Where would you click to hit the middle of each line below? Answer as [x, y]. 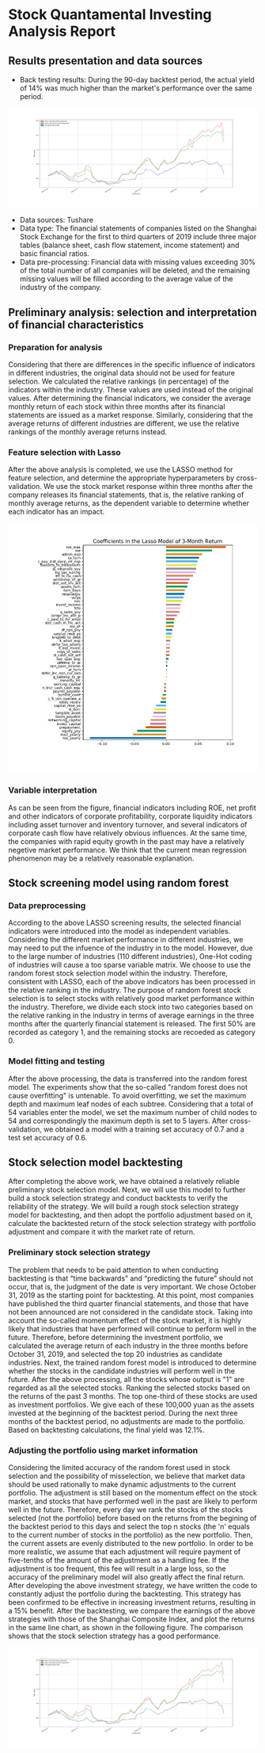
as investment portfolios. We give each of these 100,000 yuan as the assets [131, 1404]
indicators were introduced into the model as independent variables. [119, 931]
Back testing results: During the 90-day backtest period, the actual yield [137, 80]
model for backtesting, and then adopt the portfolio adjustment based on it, [131, 1215]
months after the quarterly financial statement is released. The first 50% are [132, 1024]
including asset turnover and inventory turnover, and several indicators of [128, 824]
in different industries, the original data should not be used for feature [122, 372]
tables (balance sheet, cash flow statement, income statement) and [129, 245]
